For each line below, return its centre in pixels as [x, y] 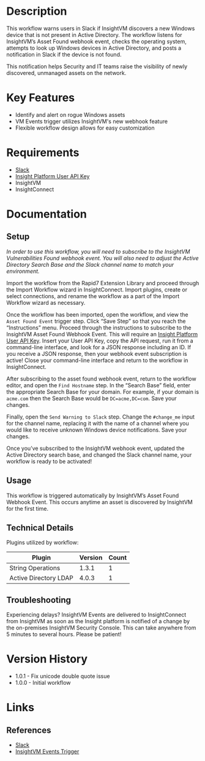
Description [37, 11]
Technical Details [40, 528]
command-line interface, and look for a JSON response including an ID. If [99, 347]
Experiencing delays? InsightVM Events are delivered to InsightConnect [96, 615]
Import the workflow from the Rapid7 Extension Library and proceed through [103, 283]
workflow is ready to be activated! [49, 461]
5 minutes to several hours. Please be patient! [64, 634]
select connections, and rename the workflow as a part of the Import [93, 296]
